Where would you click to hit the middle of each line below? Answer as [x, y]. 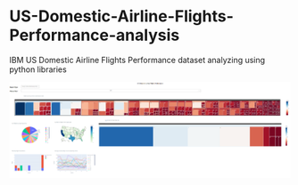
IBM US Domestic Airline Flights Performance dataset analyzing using [137, 60]
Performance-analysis [95, 35]
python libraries [38, 69]
